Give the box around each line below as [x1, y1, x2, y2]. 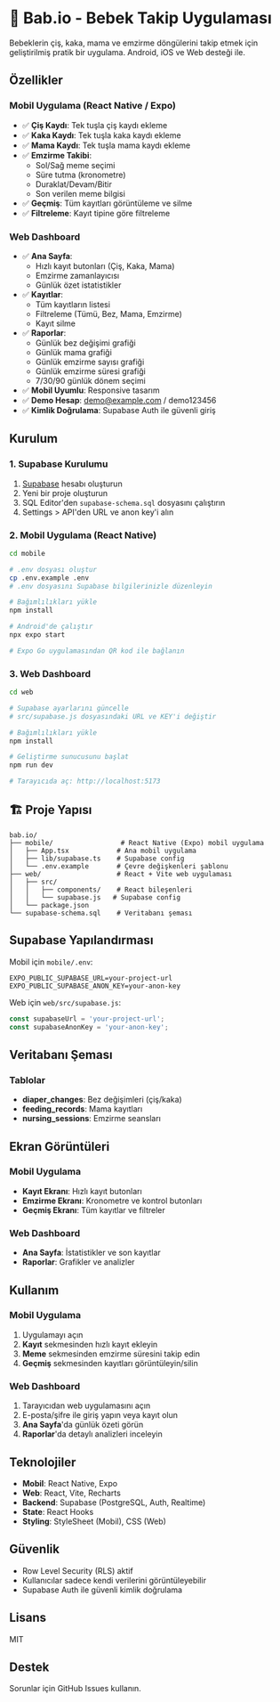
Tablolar [9, 1073, 46, 1086]
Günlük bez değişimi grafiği [35, 338, 136, 348]
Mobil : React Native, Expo [21, 1478, 118, 1488]
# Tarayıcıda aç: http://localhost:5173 [9, 777, 162, 786]
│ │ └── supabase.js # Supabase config [9, 892, 180, 902]
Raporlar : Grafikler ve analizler [21, 1257, 135, 1267]
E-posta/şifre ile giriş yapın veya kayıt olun [21, 1410, 179, 1421]
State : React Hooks [21, 1506, 94, 1517]
